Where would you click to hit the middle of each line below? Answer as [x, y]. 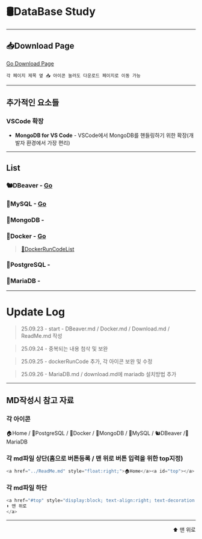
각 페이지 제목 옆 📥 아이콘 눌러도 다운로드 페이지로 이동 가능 [74, 76]
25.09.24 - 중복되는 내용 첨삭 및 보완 [64, 349]
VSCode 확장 [25, 121]
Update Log [36, 312]
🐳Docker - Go [26, 236]
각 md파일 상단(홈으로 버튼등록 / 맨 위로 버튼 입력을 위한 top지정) [95, 458]
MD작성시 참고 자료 [40, 400]
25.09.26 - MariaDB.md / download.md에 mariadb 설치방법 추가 [99, 374]
